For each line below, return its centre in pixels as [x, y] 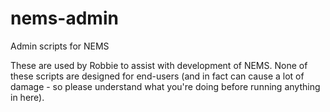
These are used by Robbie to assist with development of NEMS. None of [159, 65]
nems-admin [64, 18]
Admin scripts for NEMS [60, 46]
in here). [27, 97]
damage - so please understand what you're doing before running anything [165, 86]
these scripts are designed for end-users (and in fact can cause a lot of [157, 76]
